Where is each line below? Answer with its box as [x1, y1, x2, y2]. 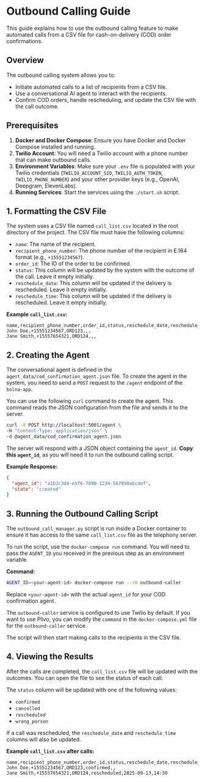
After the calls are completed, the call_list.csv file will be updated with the [6, 667, 198, 675]
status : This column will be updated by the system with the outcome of [15, 267, 195, 274]
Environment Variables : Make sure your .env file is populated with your [15, 162, 196, 170]
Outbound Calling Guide [6, 4, 131, 18]
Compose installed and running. [15, 143, 96, 150]
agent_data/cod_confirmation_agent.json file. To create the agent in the [6, 372, 187, 380]
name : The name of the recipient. [15, 241, 96, 248]
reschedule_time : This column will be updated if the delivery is [15, 292, 172, 300]
